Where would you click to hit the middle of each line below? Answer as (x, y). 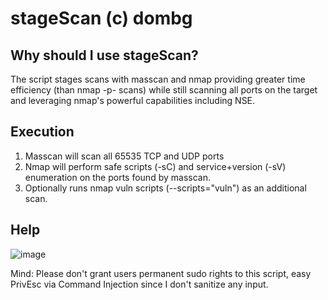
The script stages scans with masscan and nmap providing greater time (158, 79)
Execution (42, 132)
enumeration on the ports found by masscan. (117, 177)
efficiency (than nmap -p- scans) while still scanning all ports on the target (164, 90)
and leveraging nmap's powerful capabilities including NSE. (133, 100)
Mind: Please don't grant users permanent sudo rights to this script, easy (161, 273)
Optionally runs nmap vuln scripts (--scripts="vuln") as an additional (165, 188)
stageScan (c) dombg (101, 18)
